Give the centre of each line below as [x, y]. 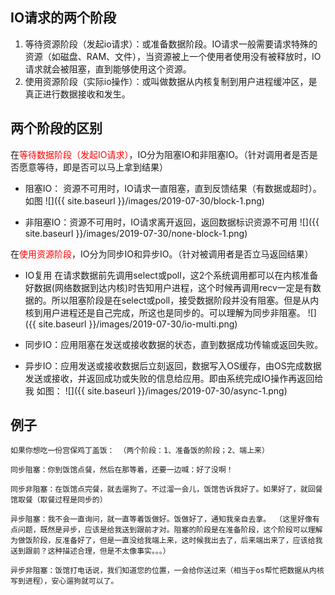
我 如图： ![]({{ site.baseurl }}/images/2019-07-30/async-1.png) [156, 390]
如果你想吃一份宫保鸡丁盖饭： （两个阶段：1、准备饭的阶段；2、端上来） [140, 451]
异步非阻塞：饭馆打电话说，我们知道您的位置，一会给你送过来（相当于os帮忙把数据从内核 [167, 571]
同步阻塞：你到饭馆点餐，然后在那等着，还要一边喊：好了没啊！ [122, 470]
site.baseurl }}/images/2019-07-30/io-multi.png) [138, 324]
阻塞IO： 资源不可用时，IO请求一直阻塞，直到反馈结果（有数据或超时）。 [173, 188]
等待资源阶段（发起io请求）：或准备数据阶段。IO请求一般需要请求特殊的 [171, 44]
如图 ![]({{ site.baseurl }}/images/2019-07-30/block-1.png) [144, 200]
